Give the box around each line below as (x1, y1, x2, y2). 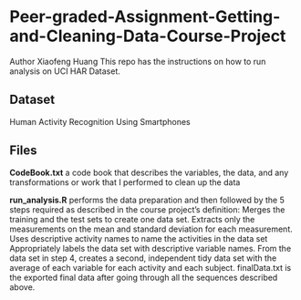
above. (9, 281, 36, 293)
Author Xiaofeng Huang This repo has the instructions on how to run (9, 56, 266, 67)
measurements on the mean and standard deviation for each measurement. (9, 223, 294, 234)
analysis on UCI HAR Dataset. (9, 66, 121, 77)
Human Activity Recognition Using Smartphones (9, 116, 191, 127)
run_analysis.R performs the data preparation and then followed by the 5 (9, 194, 285, 205)
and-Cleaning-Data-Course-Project (9, 26, 286, 47)
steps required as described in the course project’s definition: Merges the (9, 203, 285, 215)
